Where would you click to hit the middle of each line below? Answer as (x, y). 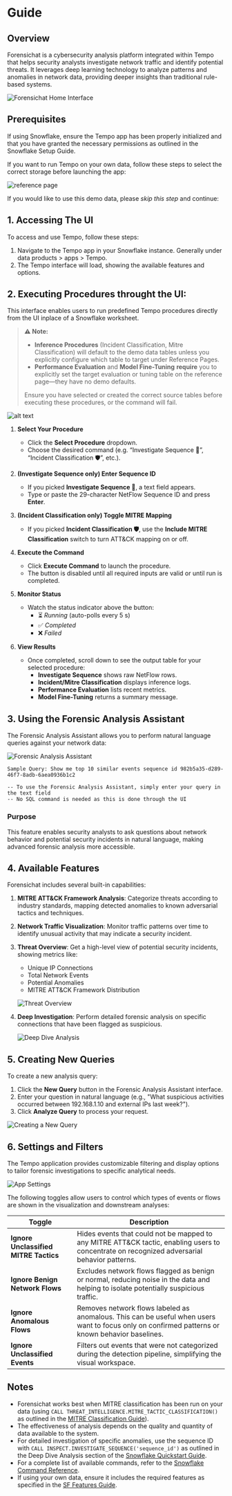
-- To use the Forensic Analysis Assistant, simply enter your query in (114, 787)
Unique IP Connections (60, 968)
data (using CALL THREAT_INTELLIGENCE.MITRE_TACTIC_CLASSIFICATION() (118, 1411)
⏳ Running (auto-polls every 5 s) (84, 615)
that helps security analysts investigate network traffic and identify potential (115, 62)
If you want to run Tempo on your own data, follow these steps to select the (115, 164)
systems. (39, 84)
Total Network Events (58, 975)
